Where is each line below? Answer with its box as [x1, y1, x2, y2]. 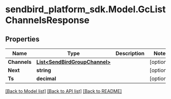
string [36, 67, 51, 73]
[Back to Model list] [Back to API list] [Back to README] [5, 88, 122, 94]
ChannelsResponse [5, 14, 90, 26]
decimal [36, 75, 56, 82]
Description [115, 50, 145, 57]
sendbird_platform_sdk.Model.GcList [5, 4, 166, 15]
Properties [5, 35, 40, 43]
